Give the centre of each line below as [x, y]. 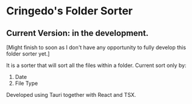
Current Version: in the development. [77, 33]
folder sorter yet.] [28, 54]
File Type [26, 83]
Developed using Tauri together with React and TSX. [71, 95]
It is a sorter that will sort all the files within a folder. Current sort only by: [96, 65]
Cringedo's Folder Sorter [70, 11]
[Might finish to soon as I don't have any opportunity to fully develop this [96, 47]
